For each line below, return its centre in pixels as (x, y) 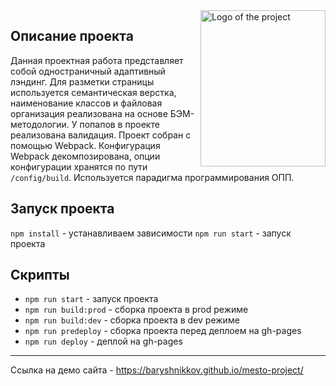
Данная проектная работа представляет (97, 60)
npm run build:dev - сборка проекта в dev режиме (132, 320)
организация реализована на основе (89, 113)
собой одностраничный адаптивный (88, 71)
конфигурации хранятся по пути (79, 166)
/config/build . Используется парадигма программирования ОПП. (152, 177)
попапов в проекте (119, 124)
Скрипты (40, 275)
